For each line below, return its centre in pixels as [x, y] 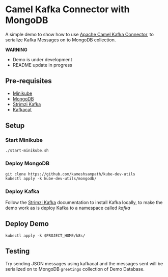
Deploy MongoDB [27, 163]
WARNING [16, 49]
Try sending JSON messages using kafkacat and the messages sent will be [84, 263]
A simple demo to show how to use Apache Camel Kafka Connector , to [80, 34]
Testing [18, 251]
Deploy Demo [27, 224]
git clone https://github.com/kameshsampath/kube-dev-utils [71, 174]
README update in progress [42, 65]
